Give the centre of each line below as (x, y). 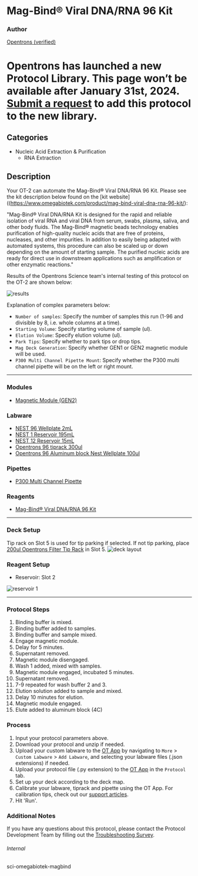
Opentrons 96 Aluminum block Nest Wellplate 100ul (78, 453)
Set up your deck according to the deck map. (70, 782)
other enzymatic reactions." (40, 265)
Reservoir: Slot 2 (35, 578)
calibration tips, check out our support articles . (72, 794)
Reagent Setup (28, 565)
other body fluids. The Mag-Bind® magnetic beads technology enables (93, 227)
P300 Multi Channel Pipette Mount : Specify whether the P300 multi (97, 360)
